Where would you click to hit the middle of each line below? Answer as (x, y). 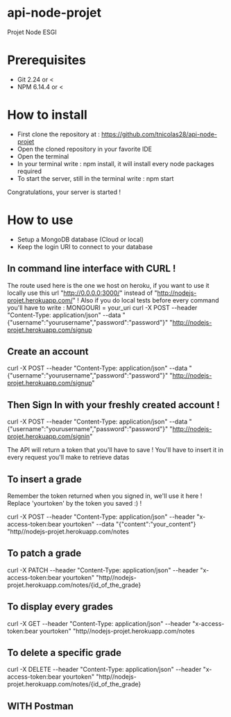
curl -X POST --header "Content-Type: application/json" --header (101, 517)
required (29, 171)
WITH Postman (41, 706)
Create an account (48, 352)
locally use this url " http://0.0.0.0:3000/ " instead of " (82, 293)
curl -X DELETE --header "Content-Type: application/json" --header (104, 670)
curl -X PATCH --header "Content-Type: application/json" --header (103, 570)
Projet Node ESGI (32, 32)
